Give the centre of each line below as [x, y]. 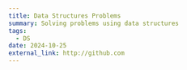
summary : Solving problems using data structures [94, 23]
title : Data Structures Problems [65, 16]
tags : [17, 31]
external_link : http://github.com [67, 53]
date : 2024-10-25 [38, 46]
